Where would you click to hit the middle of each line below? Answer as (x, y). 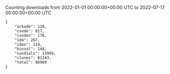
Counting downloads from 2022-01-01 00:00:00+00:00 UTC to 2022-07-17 (85, 7)
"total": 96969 (31, 62)
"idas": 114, (29, 44)
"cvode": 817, (30, 31)
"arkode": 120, (31, 27)
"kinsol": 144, (31, 49)
